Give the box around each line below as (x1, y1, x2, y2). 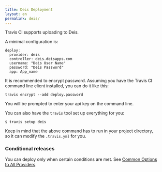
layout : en (5, 12, 27, 16)
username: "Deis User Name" (9, 61, 66, 66)
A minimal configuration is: (5, 39, 58, 45)
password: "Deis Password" (9, 65, 64, 70)
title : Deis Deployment (5, 7, 53, 12)
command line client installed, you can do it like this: (5, 83, 109, 89)
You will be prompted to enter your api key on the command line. (5, 101, 134, 107)
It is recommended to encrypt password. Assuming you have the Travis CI (5, 78, 152, 84)
